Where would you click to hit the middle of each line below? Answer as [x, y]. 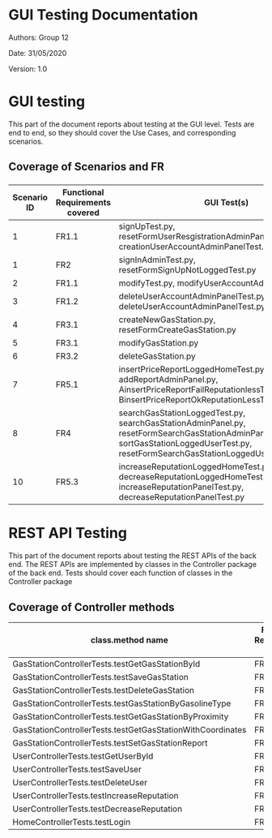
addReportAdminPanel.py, [168, 380]
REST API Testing [68, 533]
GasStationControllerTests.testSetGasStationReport [110, 742]
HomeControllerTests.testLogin [72, 822]
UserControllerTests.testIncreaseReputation [96, 795]
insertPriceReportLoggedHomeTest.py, [193, 369]
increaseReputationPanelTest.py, [181, 487]
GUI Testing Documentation [103, 15]
